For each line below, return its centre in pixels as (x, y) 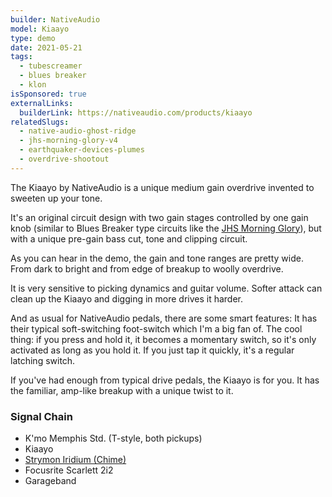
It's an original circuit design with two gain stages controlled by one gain (159, 217)
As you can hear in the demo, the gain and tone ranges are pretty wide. (157, 258)
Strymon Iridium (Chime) (75, 460)
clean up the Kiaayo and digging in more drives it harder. (127, 298)
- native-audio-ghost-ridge (78, 131)
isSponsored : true (48, 94)
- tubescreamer (51, 66)
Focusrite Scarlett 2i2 (69, 470)
